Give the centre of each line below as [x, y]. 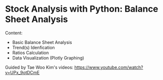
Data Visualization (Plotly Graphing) [48, 58]
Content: [14, 33]
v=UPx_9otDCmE [22, 72]
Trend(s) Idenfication [33, 47]
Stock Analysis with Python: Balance [82, 9]
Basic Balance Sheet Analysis [42, 42]
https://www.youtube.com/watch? [109, 67]
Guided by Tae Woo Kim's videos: [39, 67]
